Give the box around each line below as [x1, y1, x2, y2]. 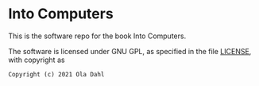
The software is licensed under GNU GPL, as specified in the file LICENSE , [8, 46, 252, 56]
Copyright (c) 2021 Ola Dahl [8, 70, 105, 78]
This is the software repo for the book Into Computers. [8, 31, 187, 41]
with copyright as [8, 55, 65, 64]
